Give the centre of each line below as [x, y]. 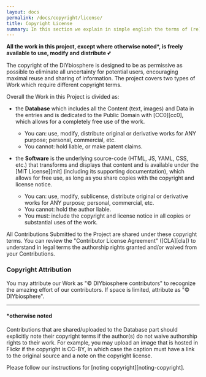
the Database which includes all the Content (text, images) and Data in [105, 109]
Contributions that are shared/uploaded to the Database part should [92, 329]
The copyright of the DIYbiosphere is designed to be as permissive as [94, 66]
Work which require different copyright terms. [64, 85]
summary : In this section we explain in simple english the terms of [97, 29]
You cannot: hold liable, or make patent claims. [83, 147]
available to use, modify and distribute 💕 [59, 53]
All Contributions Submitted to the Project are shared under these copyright [102, 234]
